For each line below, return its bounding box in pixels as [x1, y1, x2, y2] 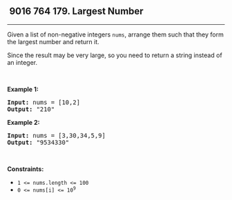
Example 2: [7, 118, 40, 126]
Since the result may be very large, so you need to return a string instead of [7, 51, 222, 59]
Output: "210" [7, 105, 55, 113]
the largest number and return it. [7, 37, 100, 46]
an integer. [7, 58, 38, 66]
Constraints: [7, 165, 44, 173]
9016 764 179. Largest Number [9, 6, 144, 17]
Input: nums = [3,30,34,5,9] [7, 131, 106, 139]
